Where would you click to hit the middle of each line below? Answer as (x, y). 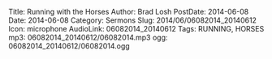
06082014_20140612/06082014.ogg (69, 46)
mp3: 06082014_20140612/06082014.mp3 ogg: (88, 37)
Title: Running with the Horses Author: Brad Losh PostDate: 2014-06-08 (129, 12)
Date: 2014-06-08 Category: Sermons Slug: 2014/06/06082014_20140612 (133, 20)
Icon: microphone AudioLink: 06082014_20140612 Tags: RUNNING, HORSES (136, 29)
